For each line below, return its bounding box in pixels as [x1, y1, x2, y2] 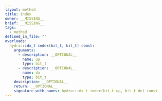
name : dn [22, 70, 40, 75]
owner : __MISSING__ [5, 16, 45, 21]
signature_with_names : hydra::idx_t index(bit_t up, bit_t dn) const [14, 88, 158, 93]
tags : [5, 25, 16, 30]
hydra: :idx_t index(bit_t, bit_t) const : [9, 43, 95, 48]
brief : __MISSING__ [5, 20, 45, 26]
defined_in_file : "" [5, 34, 47, 39]
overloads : [5, 39, 27, 44]
